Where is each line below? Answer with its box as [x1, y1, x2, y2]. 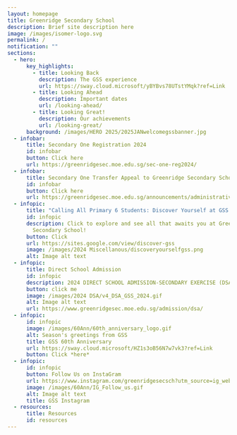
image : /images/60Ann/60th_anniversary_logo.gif [25, 325, 172, 332]
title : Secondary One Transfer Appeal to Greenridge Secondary [25, 174, 217, 181]
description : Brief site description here [7, 23, 134, 30]
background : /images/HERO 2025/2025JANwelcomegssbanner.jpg [25, 128, 207, 135]
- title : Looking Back [32, 69, 99, 76]
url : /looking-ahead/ [38, 102, 102, 109]
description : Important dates [38, 96, 128, 103]
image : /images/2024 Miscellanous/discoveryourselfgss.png [25, 246, 203, 254]
